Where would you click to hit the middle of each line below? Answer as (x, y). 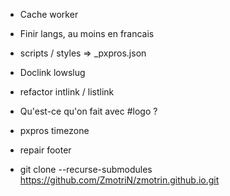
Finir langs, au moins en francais (87, 33)
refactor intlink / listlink (67, 92)
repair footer (45, 150)
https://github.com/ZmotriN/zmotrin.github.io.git (119, 180)
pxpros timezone (54, 130)
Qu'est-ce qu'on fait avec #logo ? (88, 111)
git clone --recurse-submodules (86, 169)
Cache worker (49, 14)
